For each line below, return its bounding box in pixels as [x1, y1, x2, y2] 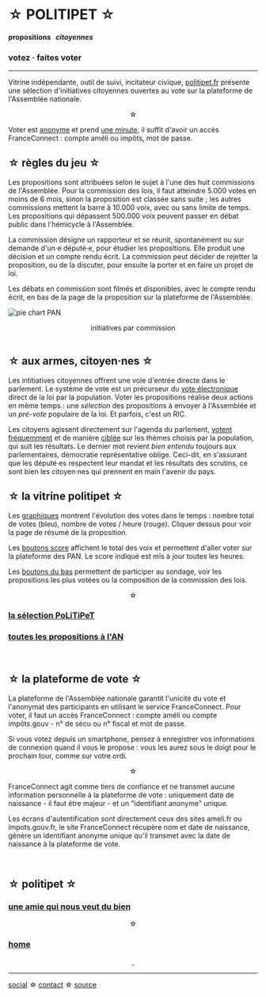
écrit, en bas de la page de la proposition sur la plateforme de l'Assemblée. [8, 292, 253, 302]
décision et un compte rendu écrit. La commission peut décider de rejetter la [8, 251, 258, 261]
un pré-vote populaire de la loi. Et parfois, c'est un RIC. [8, 409, 187, 418]
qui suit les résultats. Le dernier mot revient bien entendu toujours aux [8, 441, 237, 451]
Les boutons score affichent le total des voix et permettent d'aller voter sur [8, 543, 253, 552]
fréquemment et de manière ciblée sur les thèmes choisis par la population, [8, 433, 255, 442]
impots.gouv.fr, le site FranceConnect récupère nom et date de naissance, [8, 822, 250, 831]
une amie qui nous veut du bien [8, 901, 131, 912]
